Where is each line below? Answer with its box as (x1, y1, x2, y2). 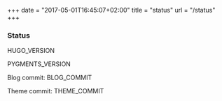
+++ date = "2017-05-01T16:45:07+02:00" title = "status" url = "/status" (7, 6, 216, 14)
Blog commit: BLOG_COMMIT (7, 73, 92, 82)
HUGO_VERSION (7, 47, 55, 55)
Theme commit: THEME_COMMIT (7, 87, 104, 95)
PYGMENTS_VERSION (7, 60, 71, 68)
